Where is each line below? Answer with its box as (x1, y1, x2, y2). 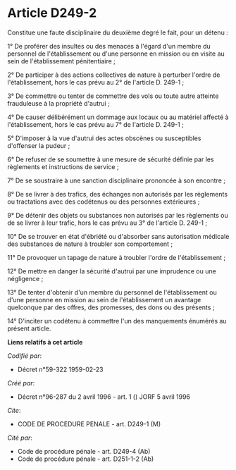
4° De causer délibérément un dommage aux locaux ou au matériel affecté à (7, 113, 229, 121)
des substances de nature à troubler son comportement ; (7, 240, 173, 248)
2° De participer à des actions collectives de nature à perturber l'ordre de (7, 70, 221, 79)
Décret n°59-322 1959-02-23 (17, 365, 104, 373)
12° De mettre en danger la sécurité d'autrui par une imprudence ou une (7, 266, 216, 276)
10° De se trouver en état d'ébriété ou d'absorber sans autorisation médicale (7, 232, 230, 240)
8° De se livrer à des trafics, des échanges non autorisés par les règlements (7, 190, 228, 198)
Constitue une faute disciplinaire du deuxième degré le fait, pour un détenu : (7, 28, 229, 37)
